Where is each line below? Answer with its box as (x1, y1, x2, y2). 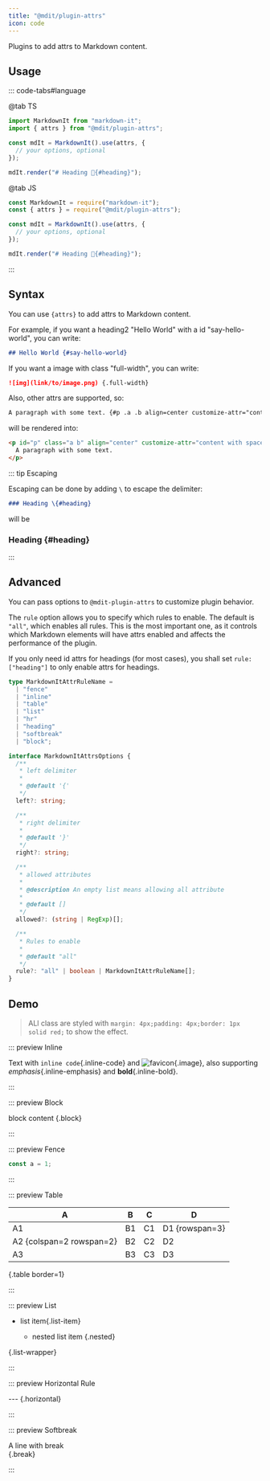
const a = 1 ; (8, 1160, 52, 1168)
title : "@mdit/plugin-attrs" (8, 11, 106, 20)
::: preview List (8, 1300, 57, 1310)
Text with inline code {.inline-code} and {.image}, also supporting (8, 1058, 259, 1068)
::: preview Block (8, 1098, 63, 1107)
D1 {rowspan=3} (162, 1222, 226, 1233)
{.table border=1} (8, 1269, 65, 1278)
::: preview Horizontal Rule (8, 1378, 96, 1388)
